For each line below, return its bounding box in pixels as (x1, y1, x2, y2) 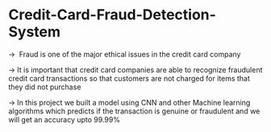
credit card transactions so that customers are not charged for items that (8, 73, 250, 83)
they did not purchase (8, 82, 81, 92)
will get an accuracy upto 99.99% (8, 114, 121, 124)
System (8, 23, 61, 41)
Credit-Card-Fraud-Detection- (8, 6, 216, 24)
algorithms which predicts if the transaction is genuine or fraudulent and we (8, 106, 261, 116)
